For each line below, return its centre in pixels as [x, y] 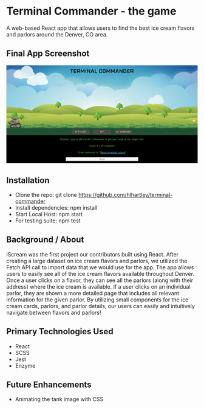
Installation [28, 180]
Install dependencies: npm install [56, 207]
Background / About [45, 240]
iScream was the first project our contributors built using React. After [93, 254]
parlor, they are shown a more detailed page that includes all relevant [93, 293]
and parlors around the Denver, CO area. [57, 34]
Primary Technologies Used [60, 332]
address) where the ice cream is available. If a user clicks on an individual [98, 286]
